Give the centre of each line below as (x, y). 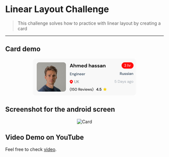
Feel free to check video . (31, 149)
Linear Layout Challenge (57, 9)
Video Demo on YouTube (45, 137)
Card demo (23, 49)
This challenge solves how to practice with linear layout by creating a (89, 23)
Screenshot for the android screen (60, 109)
